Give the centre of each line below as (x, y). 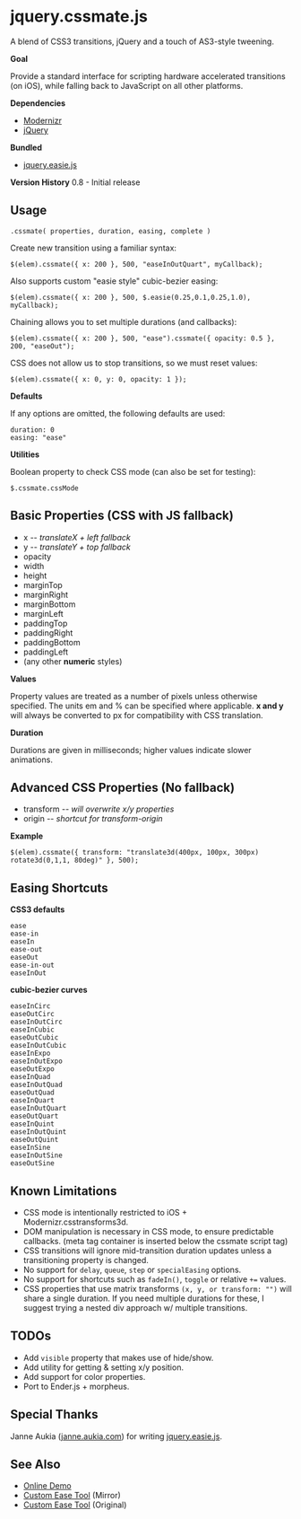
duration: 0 (32, 430)
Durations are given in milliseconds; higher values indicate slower (131, 750)
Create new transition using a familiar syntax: (94, 248)
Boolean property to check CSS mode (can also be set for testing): (133, 471)
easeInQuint (32, 1124)
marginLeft (43, 613)
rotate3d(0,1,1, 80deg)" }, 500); (75, 860)
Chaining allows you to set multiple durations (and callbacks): (124, 321)
